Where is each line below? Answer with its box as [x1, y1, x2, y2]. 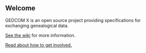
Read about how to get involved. [5, 42, 72, 48]
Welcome [5, 4, 36, 12]
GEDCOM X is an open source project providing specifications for [5, 17, 141, 23]
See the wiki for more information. [5, 32, 76, 38]
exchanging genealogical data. [5, 22, 69, 28]
